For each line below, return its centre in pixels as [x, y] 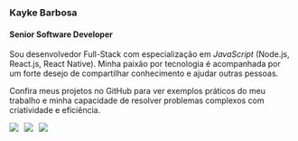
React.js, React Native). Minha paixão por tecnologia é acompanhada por [145, 64]
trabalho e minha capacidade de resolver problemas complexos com [137, 100]
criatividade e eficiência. [55, 110]
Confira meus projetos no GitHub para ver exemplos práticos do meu [138, 91]
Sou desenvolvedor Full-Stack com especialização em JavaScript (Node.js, [150, 54]
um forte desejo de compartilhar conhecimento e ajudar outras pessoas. [144, 73]
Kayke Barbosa [43, 13]
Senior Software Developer [61, 34]
